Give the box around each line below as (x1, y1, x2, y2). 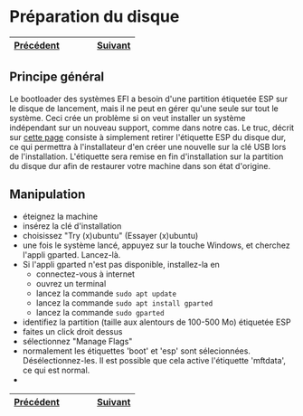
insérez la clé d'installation (22, 220, 122, 232)
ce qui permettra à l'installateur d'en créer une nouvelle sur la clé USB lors (9, 141, 287, 152)
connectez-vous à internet (35, 269, 136, 279)
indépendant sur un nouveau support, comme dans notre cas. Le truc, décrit (9, 122, 295, 133)
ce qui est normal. (22, 364, 90, 375)
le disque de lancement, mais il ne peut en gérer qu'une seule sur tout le (9, 102, 279, 114)
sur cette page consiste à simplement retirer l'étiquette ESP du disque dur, (9, 131, 287, 142)
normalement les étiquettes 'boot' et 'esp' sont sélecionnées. (22, 345, 251, 356)
